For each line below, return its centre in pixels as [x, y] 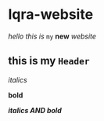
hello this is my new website [52, 36]
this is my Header [49, 61]
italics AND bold [35, 110]
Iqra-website [51, 15]
